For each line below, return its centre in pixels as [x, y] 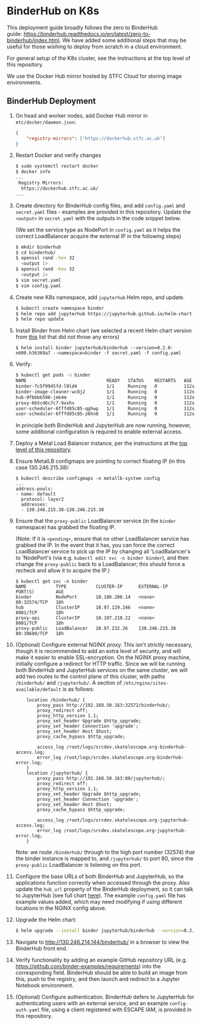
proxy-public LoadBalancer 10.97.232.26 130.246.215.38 [96, 629]
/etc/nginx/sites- [146, 684]
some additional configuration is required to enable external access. [99, 432]
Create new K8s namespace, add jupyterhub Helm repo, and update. [100, 297]
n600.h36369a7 [33, 353]
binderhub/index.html [33, 40]
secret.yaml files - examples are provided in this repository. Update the [103, 212]
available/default [38, 690]
